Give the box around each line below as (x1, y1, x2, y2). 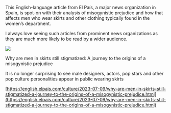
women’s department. (5, 20, 51, 26)
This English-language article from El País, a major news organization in (5, 5, 156, 10)
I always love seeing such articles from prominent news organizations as (5, 31, 158, 36)
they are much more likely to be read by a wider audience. (5, 36, 128, 42)
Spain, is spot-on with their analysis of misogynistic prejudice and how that (5, 10, 163, 16)
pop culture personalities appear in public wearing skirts (5, 76, 124, 82)
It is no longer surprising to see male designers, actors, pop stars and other (5, 71, 164, 76)
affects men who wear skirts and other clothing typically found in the (5, 15, 150, 21)
